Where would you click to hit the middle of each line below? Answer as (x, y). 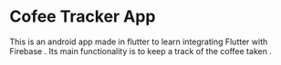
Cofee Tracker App (83, 17)
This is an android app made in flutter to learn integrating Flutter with (139, 42)
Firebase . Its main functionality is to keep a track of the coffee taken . (140, 51)
